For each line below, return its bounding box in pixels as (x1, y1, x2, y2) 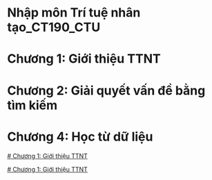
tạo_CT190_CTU (7, 19, 101, 35)
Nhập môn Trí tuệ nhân (7, 5, 141, 21)
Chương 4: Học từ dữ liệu (7, 129, 153, 144)
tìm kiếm (7, 97, 58, 113)
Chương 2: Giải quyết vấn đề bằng (7, 83, 206, 98)
